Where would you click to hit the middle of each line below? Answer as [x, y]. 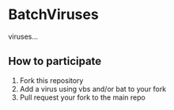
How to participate [55, 61]
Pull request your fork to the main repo [83, 97]
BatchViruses [53, 15]
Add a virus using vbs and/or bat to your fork [93, 89]
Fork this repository [51, 80]
